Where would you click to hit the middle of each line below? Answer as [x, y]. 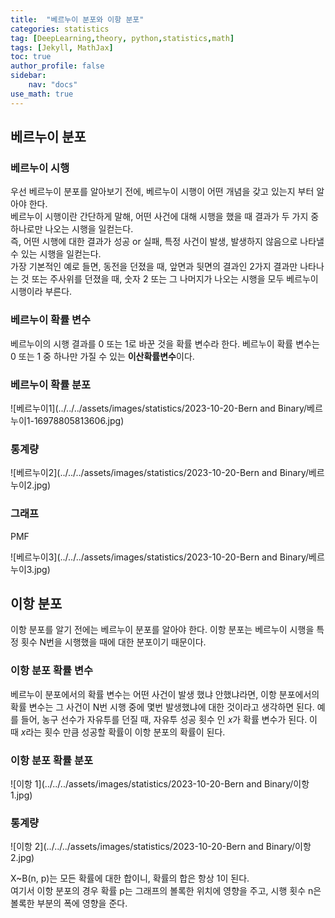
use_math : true [42, 94]
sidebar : [28, 76]
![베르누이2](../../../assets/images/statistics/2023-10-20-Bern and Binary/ [159, 473]
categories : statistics [60, 29]
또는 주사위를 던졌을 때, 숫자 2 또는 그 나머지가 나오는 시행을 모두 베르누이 [175, 279]
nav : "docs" [53, 85]
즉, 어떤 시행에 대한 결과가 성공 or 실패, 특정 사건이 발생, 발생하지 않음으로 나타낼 [167, 242]
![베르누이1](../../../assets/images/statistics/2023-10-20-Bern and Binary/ [159, 408]
